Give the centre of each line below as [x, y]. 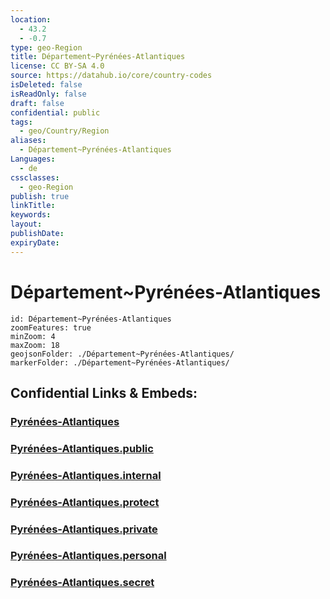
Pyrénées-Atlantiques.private [84, 529]
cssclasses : [35, 177]
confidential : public [55, 112]
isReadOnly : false [48, 94]
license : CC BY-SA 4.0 [57, 66]
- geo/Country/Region [64, 131]
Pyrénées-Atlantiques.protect [85, 502]
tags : [21, 122]
